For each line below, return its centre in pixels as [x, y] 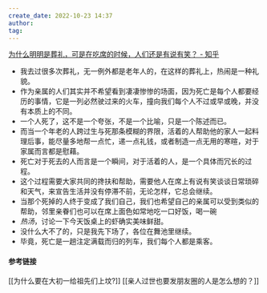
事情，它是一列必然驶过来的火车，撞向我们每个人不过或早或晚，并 [143, 102]
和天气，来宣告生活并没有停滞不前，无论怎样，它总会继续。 [118, 191]
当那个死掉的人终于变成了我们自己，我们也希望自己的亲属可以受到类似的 [139, 202]
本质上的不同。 [52, 111]
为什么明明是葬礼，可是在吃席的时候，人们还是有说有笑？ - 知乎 [114, 54]
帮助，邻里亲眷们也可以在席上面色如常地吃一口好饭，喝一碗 [118, 211]
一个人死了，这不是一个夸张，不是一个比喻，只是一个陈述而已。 [125, 122]
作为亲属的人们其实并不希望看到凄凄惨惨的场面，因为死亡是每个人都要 [136, 91]
